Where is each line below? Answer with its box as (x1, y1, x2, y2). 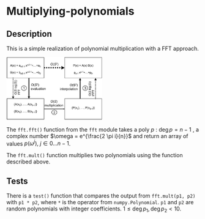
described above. (6, 158, 51, 166)
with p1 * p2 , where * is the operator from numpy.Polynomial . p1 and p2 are (6, 199, 194, 206)
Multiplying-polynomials (6, 4, 135, 18)
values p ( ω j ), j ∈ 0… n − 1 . (6, 139, 71, 147)
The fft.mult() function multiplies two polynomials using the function (6, 152, 183, 159)
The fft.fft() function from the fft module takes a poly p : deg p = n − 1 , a (6, 125, 199, 133)
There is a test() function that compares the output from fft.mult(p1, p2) (6, 192, 196, 199)
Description (6, 29, 52, 39)
